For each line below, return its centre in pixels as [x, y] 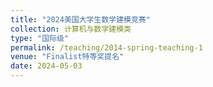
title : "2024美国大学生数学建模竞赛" [80, 19]
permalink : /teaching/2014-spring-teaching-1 [106, 47]
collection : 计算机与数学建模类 [71, 29]
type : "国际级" [39, 38]
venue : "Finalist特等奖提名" [67, 57]
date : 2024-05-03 [46, 66]
